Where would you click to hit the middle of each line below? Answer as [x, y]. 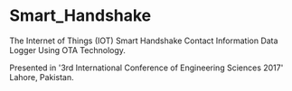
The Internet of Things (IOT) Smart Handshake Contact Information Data [144, 41]
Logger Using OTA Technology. [68, 50]
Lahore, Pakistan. [42, 77]
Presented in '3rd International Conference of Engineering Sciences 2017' [146, 68]
